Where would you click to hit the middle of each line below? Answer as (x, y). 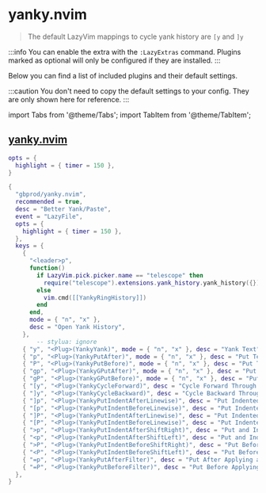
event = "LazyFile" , (49, 216)
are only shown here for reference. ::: (69, 99)
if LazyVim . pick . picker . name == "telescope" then (120, 275)
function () (47, 268)
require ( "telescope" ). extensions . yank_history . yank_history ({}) (152, 283)
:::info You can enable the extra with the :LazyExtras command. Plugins (125, 52)
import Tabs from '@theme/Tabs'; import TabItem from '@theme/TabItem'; (130, 115)
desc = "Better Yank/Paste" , (63, 209)
